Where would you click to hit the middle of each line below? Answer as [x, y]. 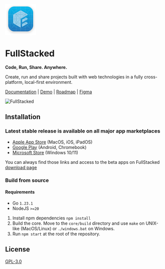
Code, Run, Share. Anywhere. [36, 67]
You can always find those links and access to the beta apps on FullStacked [82, 162]
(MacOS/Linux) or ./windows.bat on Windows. [68, 228]
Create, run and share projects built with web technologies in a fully [74, 77]
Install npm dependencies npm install [51, 218]
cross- [151, 77]
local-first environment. [49, 82]
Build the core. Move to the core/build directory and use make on [78, 223]
